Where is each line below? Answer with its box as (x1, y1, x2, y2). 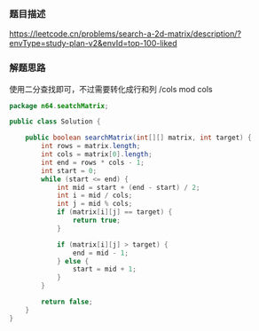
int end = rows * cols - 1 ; (41, 158, 145, 167)
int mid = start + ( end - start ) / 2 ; (56, 183, 200, 192)
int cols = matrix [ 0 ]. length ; (41, 150, 153, 159)
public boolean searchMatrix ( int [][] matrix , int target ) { (25, 133, 252, 143)
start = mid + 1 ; (72, 264, 137, 274)
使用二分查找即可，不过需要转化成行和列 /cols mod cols (9, 83, 213, 94)
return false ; (41, 297, 93, 307)
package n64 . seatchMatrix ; (9, 101, 109, 110)
